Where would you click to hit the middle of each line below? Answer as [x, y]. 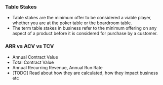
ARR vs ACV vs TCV [30, 46]
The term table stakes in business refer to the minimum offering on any [84, 28]
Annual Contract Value [35, 57]
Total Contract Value [33, 62]
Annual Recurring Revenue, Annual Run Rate [57, 67]
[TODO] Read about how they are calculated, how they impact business [85, 73]
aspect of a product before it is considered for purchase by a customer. [85, 34]
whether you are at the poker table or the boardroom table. [72, 23]
